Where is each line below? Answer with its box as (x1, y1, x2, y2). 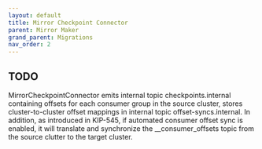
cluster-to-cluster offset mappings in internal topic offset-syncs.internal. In (8, 107, 250, 116)
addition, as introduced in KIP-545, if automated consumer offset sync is (8, 115, 244, 125)
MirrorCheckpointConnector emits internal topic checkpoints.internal (8, 90, 231, 100)
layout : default (8, 11, 61, 20)
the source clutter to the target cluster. (8, 132, 133, 141)
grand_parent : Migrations (8, 33, 93, 42)
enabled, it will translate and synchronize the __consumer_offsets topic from (8, 123, 254, 133)
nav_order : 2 (8, 41, 51, 49)
